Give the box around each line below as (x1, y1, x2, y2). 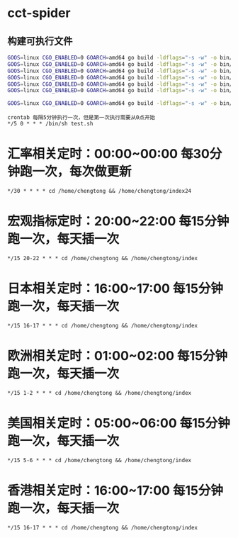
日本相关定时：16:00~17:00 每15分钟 (7, 281, 224, 297)
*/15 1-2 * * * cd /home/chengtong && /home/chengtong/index (7, 389, 192, 396)
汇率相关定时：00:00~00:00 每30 (7, 146, 210, 162)
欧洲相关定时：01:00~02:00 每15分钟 (7, 348, 228, 364)
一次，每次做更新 (32, 164, 132, 180)
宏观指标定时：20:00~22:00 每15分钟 (7, 213, 229, 230)
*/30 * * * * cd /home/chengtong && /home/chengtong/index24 (7, 188, 192, 195)
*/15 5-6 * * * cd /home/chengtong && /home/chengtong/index (7, 456, 192, 464)
